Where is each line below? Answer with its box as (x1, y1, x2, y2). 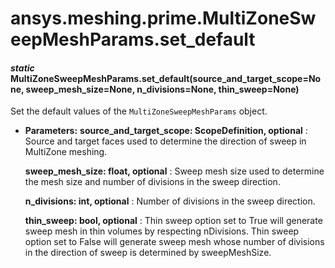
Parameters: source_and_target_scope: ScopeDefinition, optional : (24, 125, 308, 137)
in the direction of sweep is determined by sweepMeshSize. (24, 247, 272, 259)
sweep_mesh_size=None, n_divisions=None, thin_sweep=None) (25, 83, 300, 95)
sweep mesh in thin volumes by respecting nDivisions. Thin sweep (24, 225, 300, 237)
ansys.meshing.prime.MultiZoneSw (10, 7, 317, 30)
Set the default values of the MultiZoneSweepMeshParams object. (10, 105, 268, 117)
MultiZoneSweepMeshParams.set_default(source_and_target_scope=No (10, 72, 322, 84)
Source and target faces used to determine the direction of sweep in (24, 135, 307, 147)
